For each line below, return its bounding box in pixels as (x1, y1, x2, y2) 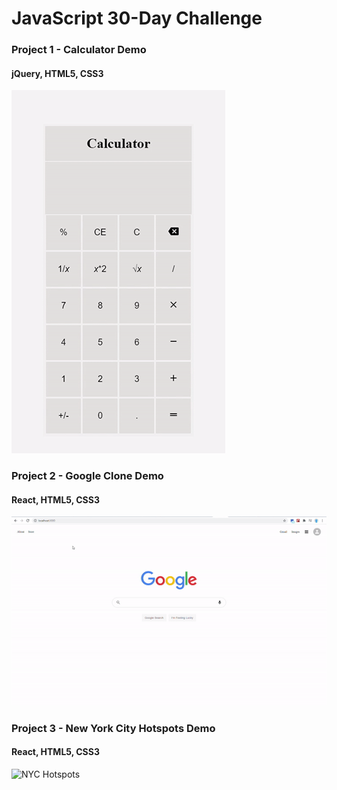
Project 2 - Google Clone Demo (11, 469, 164, 483)
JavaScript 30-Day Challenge (11, 7, 263, 30)
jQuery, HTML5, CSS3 (11, 67, 104, 79)
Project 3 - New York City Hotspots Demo (11, 721, 216, 735)
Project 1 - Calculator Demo (11, 43, 147, 57)
